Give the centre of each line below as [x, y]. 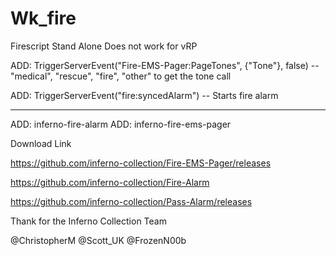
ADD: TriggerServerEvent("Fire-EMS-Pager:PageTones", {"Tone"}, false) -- [165, 65]
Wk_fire [43, 18]
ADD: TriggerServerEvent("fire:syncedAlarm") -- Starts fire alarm [144, 95]
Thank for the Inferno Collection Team [88, 221]
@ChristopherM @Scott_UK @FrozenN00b [98, 240]
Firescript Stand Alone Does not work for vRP [104, 46]
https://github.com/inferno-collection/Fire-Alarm [110, 182]
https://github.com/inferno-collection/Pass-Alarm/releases [131, 201]
